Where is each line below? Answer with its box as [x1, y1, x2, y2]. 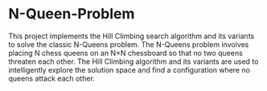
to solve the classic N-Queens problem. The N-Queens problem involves [8, 39, 249, 49]
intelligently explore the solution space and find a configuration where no [8, 65, 251, 74]
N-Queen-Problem [8, 5, 135, 23]
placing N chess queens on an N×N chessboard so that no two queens [8, 48, 243, 57]
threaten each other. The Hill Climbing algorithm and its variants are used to [8, 57, 259, 66]
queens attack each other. [8, 73, 95, 83]
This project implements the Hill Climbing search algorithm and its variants [8, 31, 255, 41]
